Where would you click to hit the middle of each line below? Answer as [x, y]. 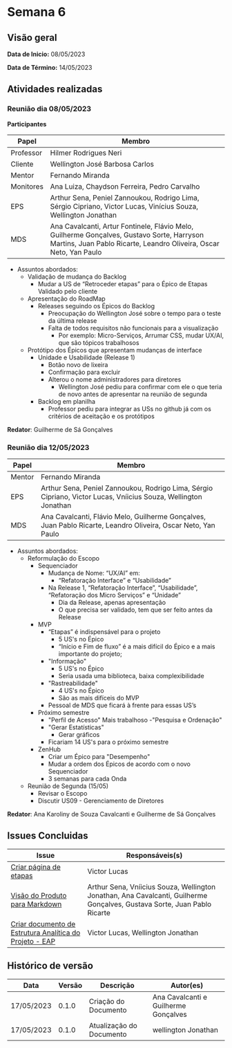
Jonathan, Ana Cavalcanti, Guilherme [147, 895]
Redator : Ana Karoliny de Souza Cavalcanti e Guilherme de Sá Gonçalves [112, 814]
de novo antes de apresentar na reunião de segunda [133, 394]
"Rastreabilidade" [73, 683]
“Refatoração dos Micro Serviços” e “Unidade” [115, 595]
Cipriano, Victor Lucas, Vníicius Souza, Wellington [121, 496]
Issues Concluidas [48, 836]
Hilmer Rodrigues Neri [86, 153]
